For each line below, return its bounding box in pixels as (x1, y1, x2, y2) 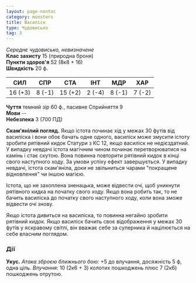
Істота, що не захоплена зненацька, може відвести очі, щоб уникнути (6, 182, 180, 189)
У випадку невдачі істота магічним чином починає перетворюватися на (6, 146, 187, 153)
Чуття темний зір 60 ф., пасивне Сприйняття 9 (6, 103, 123, 111)
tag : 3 (6, 30, 22, 36)
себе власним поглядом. (6, 230, 68, 237)
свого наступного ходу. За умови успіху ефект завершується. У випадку (6, 158, 188, 165)
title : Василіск (6, 19, 46, 25)
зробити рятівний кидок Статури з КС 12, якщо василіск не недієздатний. (6, 139, 190, 146)
